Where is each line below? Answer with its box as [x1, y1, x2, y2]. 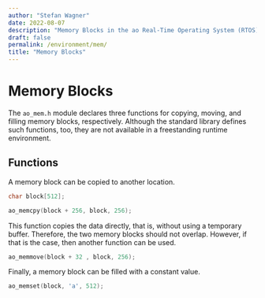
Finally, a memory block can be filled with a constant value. [8, 267, 201, 277]
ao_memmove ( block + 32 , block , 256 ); [8, 253, 136, 261]
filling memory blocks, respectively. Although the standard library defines [8, 116, 247, 126]
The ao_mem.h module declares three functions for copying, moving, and [8, 108, 242, 117]
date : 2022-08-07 [8, 19, 65, 27]
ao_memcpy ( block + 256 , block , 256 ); [8, 207, 132, 214]
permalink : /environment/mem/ [8, 41, 108, 49]
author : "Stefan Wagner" [8, 11, 90, 20]
